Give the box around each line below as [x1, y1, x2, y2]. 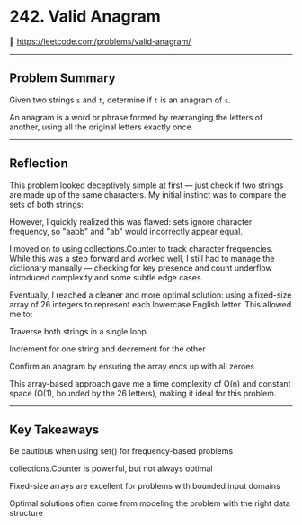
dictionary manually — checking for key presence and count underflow [9, 262, 272, 273]
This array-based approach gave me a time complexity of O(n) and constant [9, 378, 291, 388]
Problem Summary [9, 70, 116, 86]
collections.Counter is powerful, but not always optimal [9, 463, 213, 474]
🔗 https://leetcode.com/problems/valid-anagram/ [9, 36, 191, 47]
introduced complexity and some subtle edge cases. [9, 271, 204, 282]
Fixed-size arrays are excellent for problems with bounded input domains [9, 481, 280, 492]
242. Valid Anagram [9, 6, 161, 27]
